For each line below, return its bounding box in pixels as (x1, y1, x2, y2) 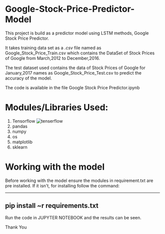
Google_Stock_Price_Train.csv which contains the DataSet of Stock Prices (5, 50, 155, 56)
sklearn (12, 144, 28, 150)
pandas (12, 123, 28, 129)
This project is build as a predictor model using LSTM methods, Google (5, 30, 149, 36)
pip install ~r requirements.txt (5, 202, 99, 210)
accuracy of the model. (5, 75, 53, 81)
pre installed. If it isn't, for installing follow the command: (5, 182, 120, 188)
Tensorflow (12, 118, 35, 124)
